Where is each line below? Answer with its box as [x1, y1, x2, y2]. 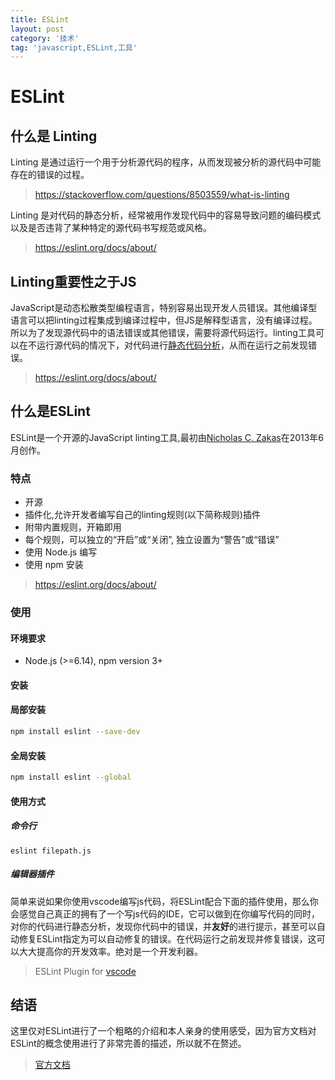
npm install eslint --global [10, 772, 132, 783]
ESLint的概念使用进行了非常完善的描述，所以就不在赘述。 [10, 1037, 247, 1050]
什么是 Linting [10, 127, 98, 145]
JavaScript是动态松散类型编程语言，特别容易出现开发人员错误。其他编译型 [10, 302, 318, 314]
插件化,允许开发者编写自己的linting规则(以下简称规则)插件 [24, 509, 261, 521]
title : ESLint [10, 14, 70, 25]
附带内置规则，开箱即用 [24, 521, 122, 533]
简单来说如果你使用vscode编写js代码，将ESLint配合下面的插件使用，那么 [10, 895, 310, 907]
